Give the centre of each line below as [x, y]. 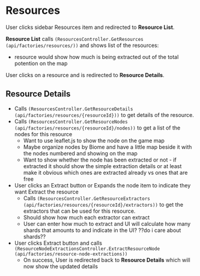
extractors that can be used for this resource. [79, 211]
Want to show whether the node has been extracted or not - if [100, 160]
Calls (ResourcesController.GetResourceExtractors [87, 198]
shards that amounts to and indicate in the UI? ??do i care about [102, 230]
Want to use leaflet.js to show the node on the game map [94, 140]
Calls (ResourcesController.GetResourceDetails [74, 108]
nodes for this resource [43, 134]
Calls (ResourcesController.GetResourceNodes [71, 121]
